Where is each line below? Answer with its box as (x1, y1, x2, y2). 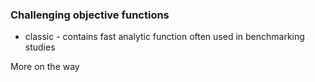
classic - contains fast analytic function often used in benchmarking (24, 31, 305, 43)
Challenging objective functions (10, 8, 170, 22)
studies (24, 41, 56, 53)
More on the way (10, 61, 80, 73)
